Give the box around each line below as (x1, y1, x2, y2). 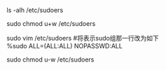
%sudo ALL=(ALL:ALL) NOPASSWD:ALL (6, 42, 123, 50)
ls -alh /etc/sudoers (6, 6, 64, 14)
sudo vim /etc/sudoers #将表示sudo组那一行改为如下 (6, 34, 159, 42)
